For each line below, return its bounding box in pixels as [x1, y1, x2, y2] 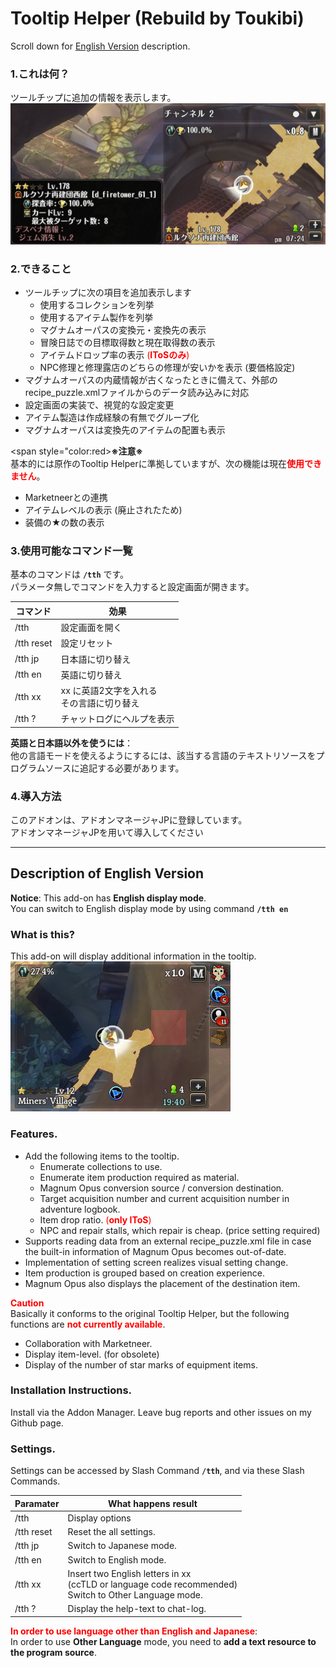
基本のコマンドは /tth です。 [10, 568, 130, 581]
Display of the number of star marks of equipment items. [24, 1358, 258, 1371]
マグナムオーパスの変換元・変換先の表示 [39, 324, 207, 336]
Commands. [10, 1475, 61, 1487]
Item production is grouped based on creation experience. [24, 1267, 265, 1279]
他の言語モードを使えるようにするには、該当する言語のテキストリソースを [10, 749, 317, 761]
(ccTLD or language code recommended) [67, 1578, 238, 1590]
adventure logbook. [39, 1203, 121, 1215]
